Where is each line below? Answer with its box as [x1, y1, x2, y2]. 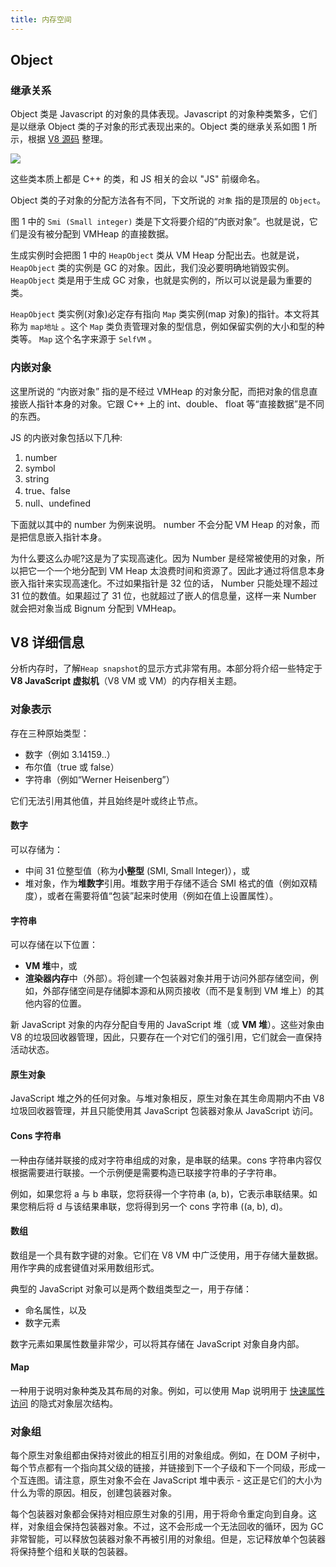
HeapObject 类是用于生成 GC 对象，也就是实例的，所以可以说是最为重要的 [10, 274, 313, 286]
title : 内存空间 [10, 14, 72, 25]
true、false [24, 484, 71, 496]
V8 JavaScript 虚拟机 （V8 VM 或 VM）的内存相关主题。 [10, 675, 243, 687]
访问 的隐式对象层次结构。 [10, 1397, 118, 1409]
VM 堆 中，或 [24, 960, 78, 972]
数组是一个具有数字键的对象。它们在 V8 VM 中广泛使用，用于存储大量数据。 [10, 1249, 324, 1261]
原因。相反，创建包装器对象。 [53, 1487, 177, 1499]
